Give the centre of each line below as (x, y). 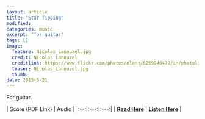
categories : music (30, 29)
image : (15, 46)
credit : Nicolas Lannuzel (45, 57)
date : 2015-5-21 (27, 80)
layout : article (27, 12)
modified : (19, 23)
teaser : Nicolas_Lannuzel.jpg (50, 69)
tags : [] (17, 40)
